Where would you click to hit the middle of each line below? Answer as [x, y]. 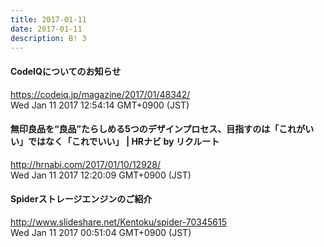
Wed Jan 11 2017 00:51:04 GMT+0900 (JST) [101, 232]
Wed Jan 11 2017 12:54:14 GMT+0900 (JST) [100, 105]
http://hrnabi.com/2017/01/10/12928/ [86, 164]
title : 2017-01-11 [48, 19]
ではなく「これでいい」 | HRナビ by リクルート [123, 142]
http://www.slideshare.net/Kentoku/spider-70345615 [119, 222]
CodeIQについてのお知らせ [66, 71]
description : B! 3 [48, 38]
